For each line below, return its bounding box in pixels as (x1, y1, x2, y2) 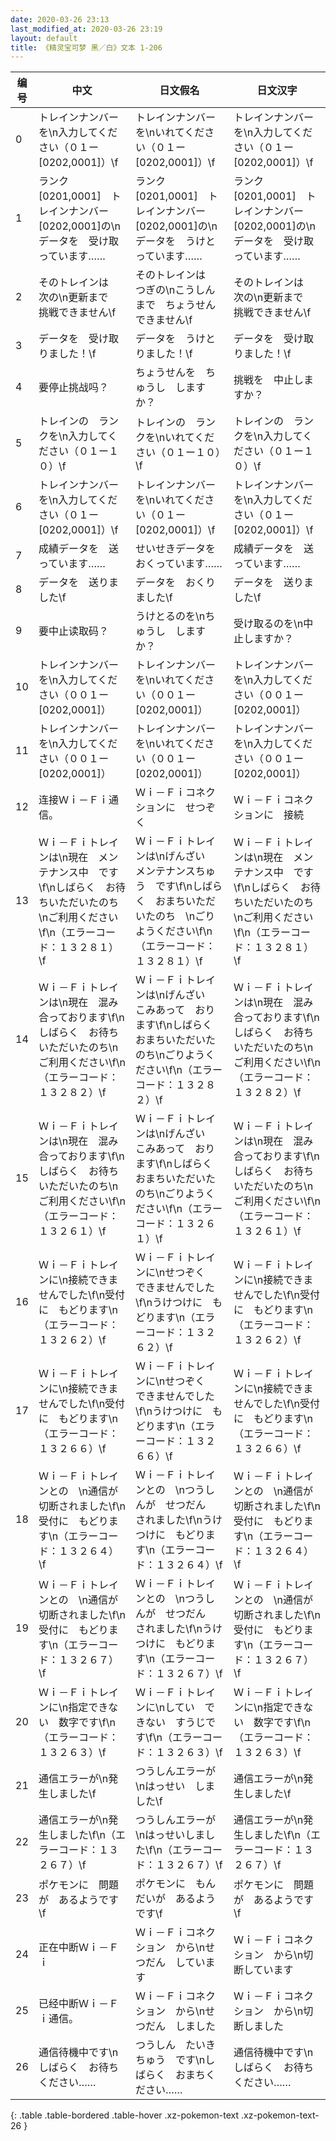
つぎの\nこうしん (135, 283, 216, 297)
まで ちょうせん (135, 298, 217, 312)
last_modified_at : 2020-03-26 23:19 (10, 24, 163, 34)
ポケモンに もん (135, 1877, 217, 1891)
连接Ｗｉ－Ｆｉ (38, 793, 110, 807)
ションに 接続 (233, 808, 304, 822)
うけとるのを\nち (135, 609, 216, 623)
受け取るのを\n (233, 617, 304, 631)
